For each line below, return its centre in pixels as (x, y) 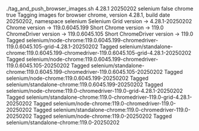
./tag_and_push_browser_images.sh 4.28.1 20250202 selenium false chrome (100, 9)
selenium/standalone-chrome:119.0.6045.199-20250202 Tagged (85, 85)
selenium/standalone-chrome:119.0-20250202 (63, 122)
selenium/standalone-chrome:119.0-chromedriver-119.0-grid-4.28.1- (109, 97)
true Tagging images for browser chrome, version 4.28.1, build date (88, 15)
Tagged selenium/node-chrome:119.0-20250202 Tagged (102, 116)
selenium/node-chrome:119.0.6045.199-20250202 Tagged (77, 78)
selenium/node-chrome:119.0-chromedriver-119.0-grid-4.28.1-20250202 (94, 91)
